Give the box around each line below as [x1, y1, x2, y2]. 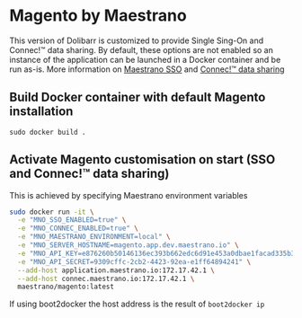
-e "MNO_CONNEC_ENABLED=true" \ [17, 224, 139, 234]
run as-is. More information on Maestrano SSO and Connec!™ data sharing [9, 64, 285, 75]
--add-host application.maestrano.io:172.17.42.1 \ [17, 266, 216, 275]
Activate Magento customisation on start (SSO [9, 152, 276, 167]
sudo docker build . [9, 128, 87, 137]
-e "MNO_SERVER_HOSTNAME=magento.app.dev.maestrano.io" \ [17, 241, 240, 250]
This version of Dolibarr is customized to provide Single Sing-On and [9, 35, 264, 46]
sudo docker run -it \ [9, 208, 94, 216]
